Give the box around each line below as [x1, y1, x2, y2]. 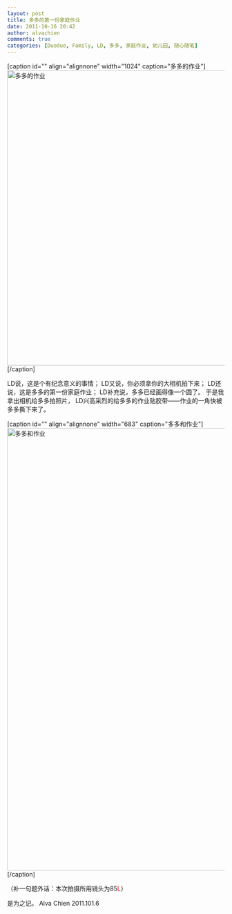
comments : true [7, 36, 51, 43]
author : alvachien [7, 29, 60, 37]
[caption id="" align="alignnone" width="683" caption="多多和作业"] [7, 420, 204, 428]
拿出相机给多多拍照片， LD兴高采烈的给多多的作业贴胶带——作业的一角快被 [7, 397, 222, 404]
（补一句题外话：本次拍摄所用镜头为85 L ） [7, 884, 127, 893]
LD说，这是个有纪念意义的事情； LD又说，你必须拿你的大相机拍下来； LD [7, 380, 215, 387]
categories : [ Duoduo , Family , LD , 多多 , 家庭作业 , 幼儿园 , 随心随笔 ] [7, 42, 198, 49]
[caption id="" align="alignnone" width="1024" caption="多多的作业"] [7, 62, 206, 70]
